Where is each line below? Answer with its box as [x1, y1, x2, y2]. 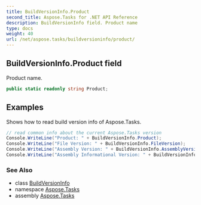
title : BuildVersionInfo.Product [6, 8, 90, 15]
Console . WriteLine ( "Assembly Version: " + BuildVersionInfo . [6, 147, 162, 153]
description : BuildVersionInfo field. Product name [6, 20, 138, 26]
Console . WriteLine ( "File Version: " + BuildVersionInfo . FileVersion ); [6, 141, 186, 147]
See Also [6, 166, 33, 174]
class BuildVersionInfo [14, 179, 70, 187]
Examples [6, 102, 44, 113]
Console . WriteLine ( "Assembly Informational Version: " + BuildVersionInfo [6, 152, 197, 158]
